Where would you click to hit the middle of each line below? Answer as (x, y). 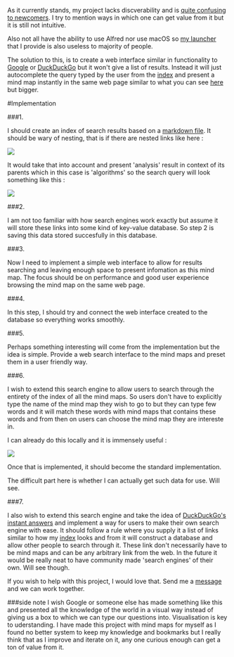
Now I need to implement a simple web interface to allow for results (105, 262)
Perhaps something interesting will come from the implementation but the (113, 347)
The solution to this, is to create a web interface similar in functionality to (112, 60)
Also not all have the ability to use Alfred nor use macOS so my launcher (112, 39)
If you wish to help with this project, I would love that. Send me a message (115, 581)
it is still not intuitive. (37, 25)
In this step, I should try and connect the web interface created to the (108, 312)
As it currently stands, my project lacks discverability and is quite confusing (117, 10)
